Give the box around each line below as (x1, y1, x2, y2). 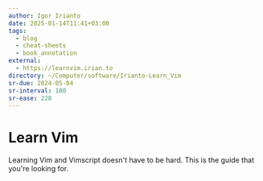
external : (8, 57, 42, 65)
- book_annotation (15, 49, 78, 57)
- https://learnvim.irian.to (15, 64, 113, 72)
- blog (15, 34, 38, 43)
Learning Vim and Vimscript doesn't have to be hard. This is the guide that (8, 155, 255, 165)
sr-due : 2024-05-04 (8, 79, 74, 87)
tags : (8, 27, 27, 35)
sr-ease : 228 (8, 94, 52, 102)
